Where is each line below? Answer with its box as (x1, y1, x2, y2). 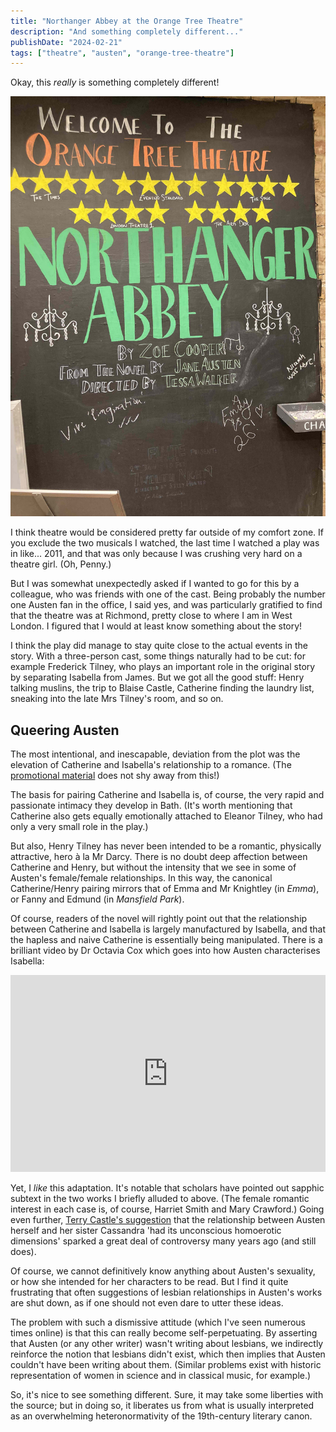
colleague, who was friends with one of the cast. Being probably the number (10, 588, 326, 600)
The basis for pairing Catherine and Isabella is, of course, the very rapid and (10, 789, 325, 801)
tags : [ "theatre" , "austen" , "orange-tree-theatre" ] (10, 48, 235, 58)
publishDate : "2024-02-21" (10, 37, 123, 47)
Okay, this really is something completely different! (10, 76, 220, 89)
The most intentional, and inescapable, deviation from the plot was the (10, 748, 301, 760)
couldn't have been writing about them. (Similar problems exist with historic (10, 1359, 322, 1371)
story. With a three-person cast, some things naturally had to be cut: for (10, 650, 307, 662)
